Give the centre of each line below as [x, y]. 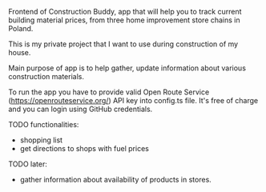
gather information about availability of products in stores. [116, 180]
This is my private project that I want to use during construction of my [123, 44]
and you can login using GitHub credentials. [81, 109]
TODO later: [28, 164]
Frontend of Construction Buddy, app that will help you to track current [125, 12]
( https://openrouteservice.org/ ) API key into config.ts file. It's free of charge [133, 100]
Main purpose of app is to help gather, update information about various [127, 68]
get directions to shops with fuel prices [85, 148]
